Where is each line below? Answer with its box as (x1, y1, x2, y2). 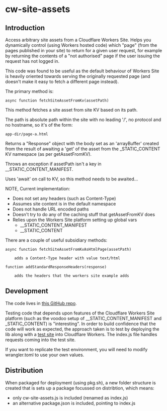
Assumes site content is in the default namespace (12, 201, 116, 207)
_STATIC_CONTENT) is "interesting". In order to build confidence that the (5, 321, 156, 327)
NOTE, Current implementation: (5, 186, 70, 191)
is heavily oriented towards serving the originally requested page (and (5, 73, 150, 79)
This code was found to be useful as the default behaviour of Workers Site (5, 68, 159, 74)
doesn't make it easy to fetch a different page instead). (5, 79, 119, 84)
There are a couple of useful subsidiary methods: (5, 237, 108, 243)
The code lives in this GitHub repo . (5, 300, 77, 306)
